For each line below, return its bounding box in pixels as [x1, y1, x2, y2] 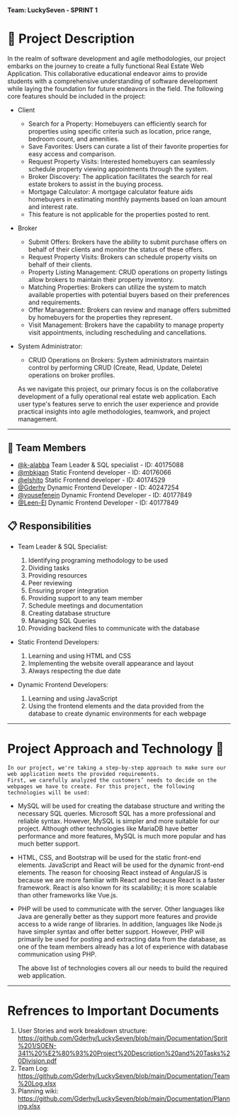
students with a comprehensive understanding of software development [7, 77, 218, 85]
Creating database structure [28, 609, 111, 617]
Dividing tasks [28, 563, 70, 572]
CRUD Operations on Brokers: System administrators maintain [28, 355, 209, 364]
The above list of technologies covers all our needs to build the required [17, 964, 228, 973]
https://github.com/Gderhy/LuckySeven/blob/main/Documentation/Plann [17, 1094, 230, 1103]
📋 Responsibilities [7, 519, 92, 532]
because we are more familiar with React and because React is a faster [17, 876, 225, 885]
